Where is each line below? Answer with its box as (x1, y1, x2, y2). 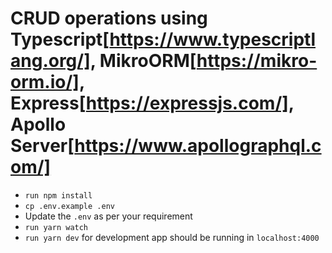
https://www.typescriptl (109, 28, 317, 51)
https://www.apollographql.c (74, 135, 322, 157)
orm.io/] (10, 71, 80, 94)
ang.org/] (10, 50, 91, 72)
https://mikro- (196, 50, 318, 72)
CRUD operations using (10, 7, 208, 30)
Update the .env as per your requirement (24, 210, 193, 222)
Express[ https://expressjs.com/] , (10, 92, 295, 115)
